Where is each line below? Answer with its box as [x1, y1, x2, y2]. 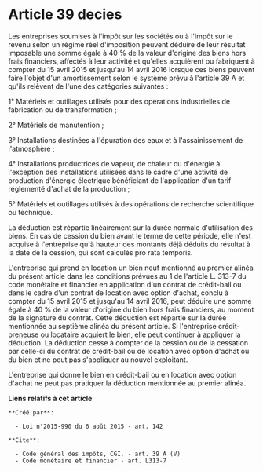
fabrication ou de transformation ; [8, 104, 117, 115]
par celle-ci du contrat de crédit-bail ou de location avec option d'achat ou [8, 346, 250, 356]
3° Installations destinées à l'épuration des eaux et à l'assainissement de [8, 135, 243, 144]
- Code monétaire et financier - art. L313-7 [15, 457, 167, 465]
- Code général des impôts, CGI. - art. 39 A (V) [15, 450, 181, 458]
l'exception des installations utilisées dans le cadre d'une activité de [8, 167, 228, 177]
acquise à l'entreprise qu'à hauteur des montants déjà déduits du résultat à [8, 239, 251, 249]
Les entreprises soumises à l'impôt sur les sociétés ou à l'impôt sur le [8, 31, 233, 41]
